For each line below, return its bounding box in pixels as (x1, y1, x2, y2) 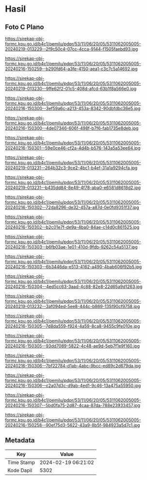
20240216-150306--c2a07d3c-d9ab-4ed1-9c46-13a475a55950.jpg (5, 383, 141, 388)
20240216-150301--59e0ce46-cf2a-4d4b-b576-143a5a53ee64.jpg (5, 145, 141, 151)
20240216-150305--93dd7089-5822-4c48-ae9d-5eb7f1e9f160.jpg (5, 343, 140, 349)
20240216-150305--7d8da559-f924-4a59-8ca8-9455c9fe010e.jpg (5, 323, 140, 329)
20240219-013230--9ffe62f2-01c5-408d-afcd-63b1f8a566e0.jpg (5, 86, 137, 91)
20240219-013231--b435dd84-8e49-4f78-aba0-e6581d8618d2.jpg (5, 185, 141, 191)
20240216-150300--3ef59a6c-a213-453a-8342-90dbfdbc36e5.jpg (5, 106, 141, 111)
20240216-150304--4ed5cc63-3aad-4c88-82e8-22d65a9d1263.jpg (5, 284, 143, 289)
